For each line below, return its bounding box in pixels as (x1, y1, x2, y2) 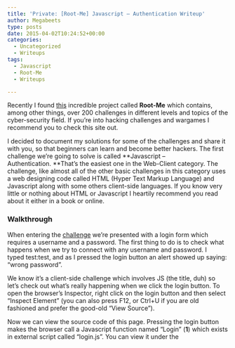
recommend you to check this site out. (7, 124, 119, 132)
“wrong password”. (7, 260, 63, 269)
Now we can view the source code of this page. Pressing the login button (7, 317, 220, 326)
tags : (7, 56, 23, 63)
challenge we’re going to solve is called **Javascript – (7, 152, 166, 160)
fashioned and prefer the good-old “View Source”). (7, 304, 155, 312)
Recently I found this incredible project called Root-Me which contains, (7, 101, 213, 110)
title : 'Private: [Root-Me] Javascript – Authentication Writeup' (7, 10, 206, 18)
